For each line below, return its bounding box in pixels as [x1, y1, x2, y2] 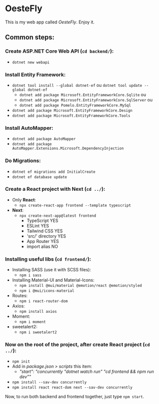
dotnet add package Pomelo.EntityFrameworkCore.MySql [19, 103, 131, 108]
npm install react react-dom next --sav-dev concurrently [12, 385, 133, 390]
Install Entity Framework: [5, 71, 66, 78]
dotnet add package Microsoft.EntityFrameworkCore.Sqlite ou [19, 91, 146, 98]
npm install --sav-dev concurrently [12, 380, 87, 385]
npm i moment [19, 320, 46, 324]
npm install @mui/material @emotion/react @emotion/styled [19, 283, 142, 288]
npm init [12, 359, 30, 364]
